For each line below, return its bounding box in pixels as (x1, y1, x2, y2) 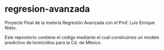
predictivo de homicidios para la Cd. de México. (4, 39, 102, 45)
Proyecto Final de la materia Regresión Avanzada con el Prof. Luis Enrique (4, 20, 155, 25)
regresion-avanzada (4, 3, 90, 15)
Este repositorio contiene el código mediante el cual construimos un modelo (4, 34, 160, 40)
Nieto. (4, 25, 17, 30)
